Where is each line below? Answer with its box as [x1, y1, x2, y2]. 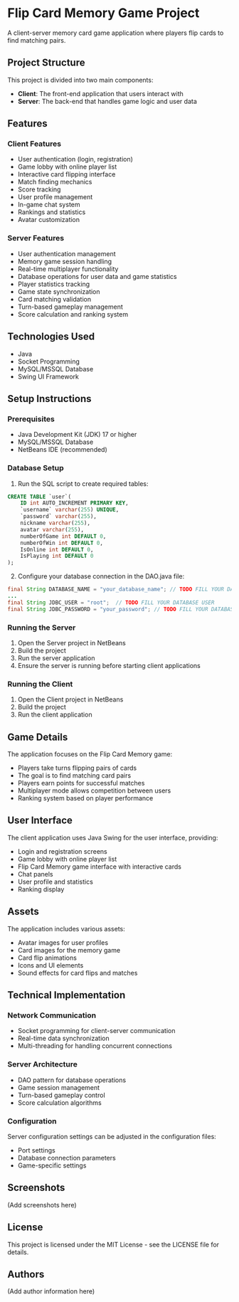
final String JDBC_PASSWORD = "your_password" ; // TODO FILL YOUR [7, 605, 208, 613]
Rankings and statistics [17, 208, 86, 216]
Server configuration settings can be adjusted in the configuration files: [7, 1132, 217, 1140]
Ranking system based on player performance [17, 794, 154, 803]
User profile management [17, 193, 93, 201]
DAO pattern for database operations [17, 1076, 127, 1084]
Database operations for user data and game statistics [17, 272, 177, 280]
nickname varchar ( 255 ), [20, 519, 91, 527]
